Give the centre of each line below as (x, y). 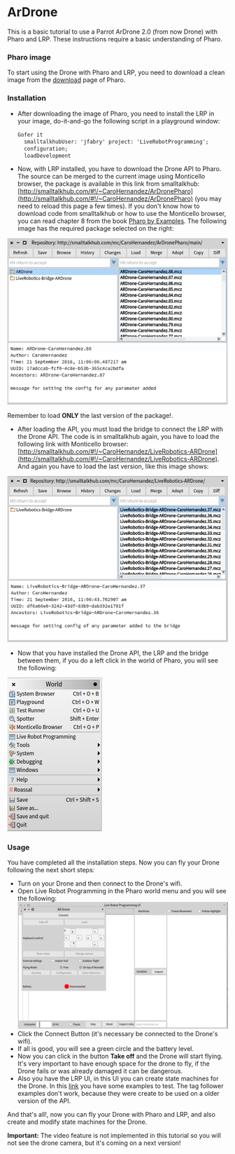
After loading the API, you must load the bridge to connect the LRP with (120, 429)
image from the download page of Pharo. (66, 80)
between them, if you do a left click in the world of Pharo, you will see (117, 660)
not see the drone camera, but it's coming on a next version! (94, 1143)
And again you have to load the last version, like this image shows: (113, 466)
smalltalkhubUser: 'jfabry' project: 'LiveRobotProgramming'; (116, 142)
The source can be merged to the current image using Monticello (111, 176)
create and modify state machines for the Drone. (77, 1122)
